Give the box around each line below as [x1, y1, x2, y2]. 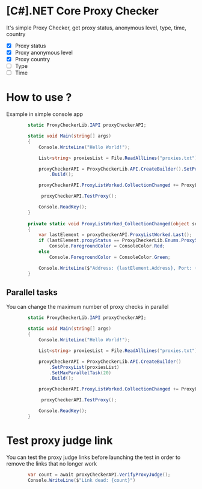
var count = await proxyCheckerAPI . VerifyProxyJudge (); [28, 472, 171, 478]
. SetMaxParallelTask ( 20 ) [49, 369, 112, 376]
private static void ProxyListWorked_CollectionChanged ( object [28, 220, 189, 226]
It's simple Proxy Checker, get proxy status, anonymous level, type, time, [6, 24, 186, 31]
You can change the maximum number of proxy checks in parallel [6, 303, 169, 311]
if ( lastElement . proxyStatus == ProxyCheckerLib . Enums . [38, 237, 182, 244]
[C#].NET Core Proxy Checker [6, 4, 159, 18]
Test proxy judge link [6, 434, 113, 447]
